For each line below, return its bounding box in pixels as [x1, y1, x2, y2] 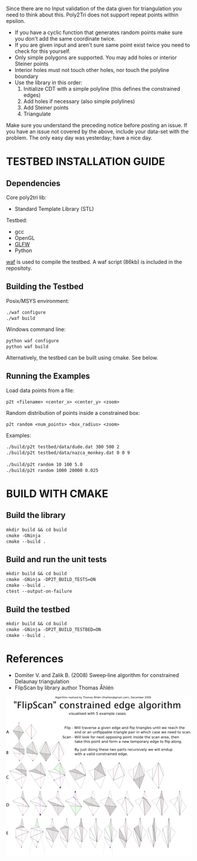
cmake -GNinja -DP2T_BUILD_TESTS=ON [6, 577, 96, 583]
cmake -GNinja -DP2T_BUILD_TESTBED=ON [6, 627, 101, 633]
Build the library [6, 510, 66, 520]
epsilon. [6, 18, 25, 24]
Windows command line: [6, 325, 66, 332]
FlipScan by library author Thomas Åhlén [14, 684, 114, 691]
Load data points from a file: [6, 387, 75, 394]
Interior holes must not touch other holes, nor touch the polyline [14, 67, 169, 73]
